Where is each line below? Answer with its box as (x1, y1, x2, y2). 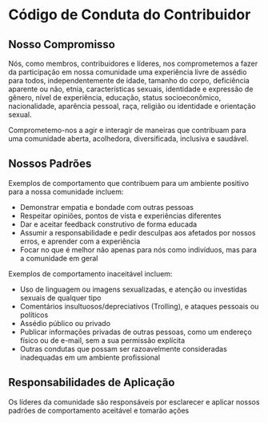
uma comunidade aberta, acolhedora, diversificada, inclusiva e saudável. (8, 134, 250, 143)
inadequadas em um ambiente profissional (19, 352, 161, 362)
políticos (19, 310, 49, 320)
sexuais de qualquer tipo (19, 292, 102, 302)
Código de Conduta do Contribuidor (8, 6, 251, 24)
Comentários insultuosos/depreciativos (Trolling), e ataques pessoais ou (19, 301, 259, 311)
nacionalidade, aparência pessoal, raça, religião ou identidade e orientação (8, 102, 256, 111)
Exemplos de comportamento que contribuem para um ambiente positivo (8, 178, 250, 187)
